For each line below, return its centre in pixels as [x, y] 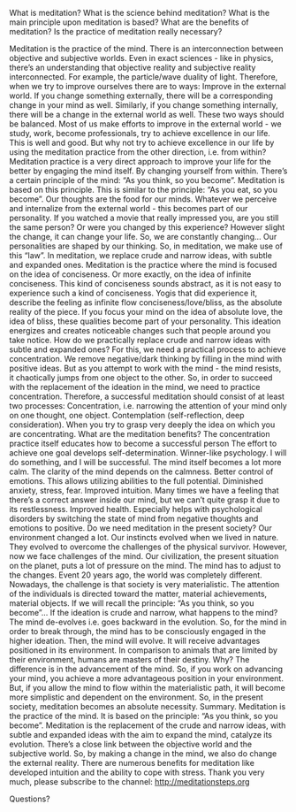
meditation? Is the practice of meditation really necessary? [116, 31]
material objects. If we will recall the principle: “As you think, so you [132, 603]
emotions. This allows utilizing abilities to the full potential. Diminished [136, 481]
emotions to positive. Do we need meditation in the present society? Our [140, 528]
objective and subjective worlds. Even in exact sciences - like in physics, [141, 58]
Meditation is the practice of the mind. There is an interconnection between [146, 49]
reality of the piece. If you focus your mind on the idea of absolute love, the [146, 312]
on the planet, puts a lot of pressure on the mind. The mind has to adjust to [145, 566]
